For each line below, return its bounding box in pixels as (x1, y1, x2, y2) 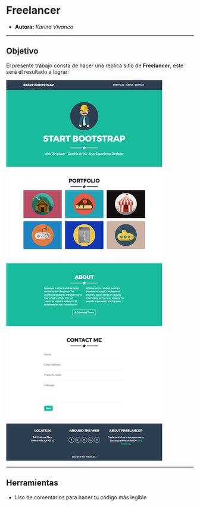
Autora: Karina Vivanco (14, 23, 73, 30)
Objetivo (6, 46, 39, 57)
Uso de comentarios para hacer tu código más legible (14, 493, 147, 500)
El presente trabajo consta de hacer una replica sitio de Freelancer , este (6, 62, 184, 69)
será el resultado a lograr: (6, 68, 70, 75)
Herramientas (6, 478, 58, 488)
